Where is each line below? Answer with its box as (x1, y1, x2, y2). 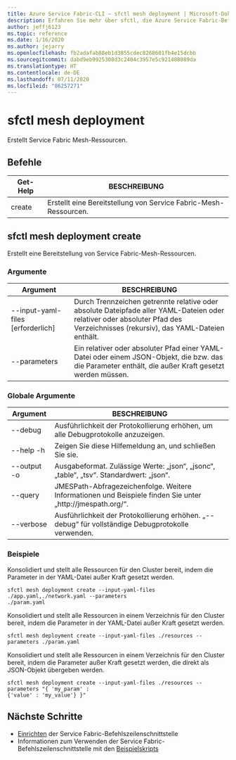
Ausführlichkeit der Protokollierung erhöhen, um (54, 421, 213, 431)
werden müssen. (73, 370, 129, 380)
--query (11, 490, 40, 500)
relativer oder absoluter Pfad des (73, 315, 183, 324)
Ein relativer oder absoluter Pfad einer (73, 343, 199, 353)
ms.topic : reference (7, 30, 68, 37)
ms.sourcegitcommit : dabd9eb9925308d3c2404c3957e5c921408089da (7, 56, 197, 63)
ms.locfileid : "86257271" (7, 82, 83, 89)
